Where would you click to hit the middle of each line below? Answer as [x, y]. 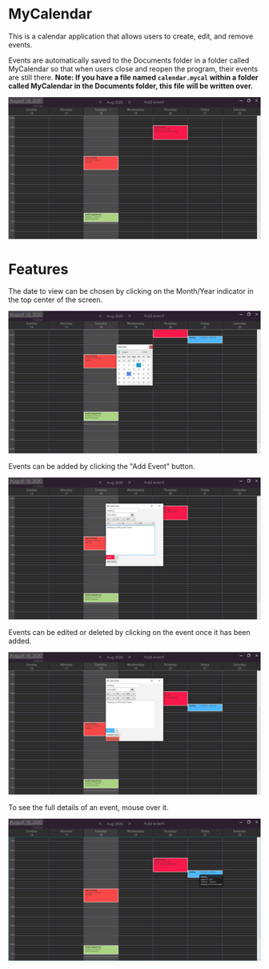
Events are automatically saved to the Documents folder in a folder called [129, 60]
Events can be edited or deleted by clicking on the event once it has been [129, 633]
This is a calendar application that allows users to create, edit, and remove [131, 36]
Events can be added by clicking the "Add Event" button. [102, 466]
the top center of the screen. [56, 300]
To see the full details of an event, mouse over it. [88, 807]
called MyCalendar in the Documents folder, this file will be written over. [131, 86]
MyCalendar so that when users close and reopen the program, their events [133, 68]
